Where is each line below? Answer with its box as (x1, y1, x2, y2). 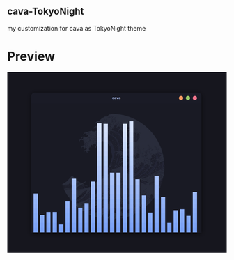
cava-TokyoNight (7, 6, 84, 17)
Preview (7, 49, 56, 64)
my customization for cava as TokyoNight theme (7, 24, 146, 32)
